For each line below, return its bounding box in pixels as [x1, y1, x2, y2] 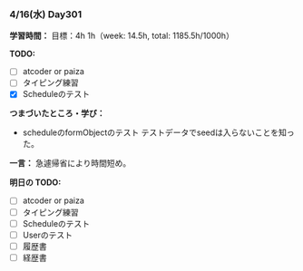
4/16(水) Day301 [9, 7, 83, 20]
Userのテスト [22, 229, 73, 240]
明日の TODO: [9, 177, 62, 188]
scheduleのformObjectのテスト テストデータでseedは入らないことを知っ [22, 127, 295, 138]
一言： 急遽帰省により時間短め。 [9, 158, 132, 169]
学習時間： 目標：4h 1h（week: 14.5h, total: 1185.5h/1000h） [9, 30, 234, 42]
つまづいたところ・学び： [9, 108, 105, 119]
